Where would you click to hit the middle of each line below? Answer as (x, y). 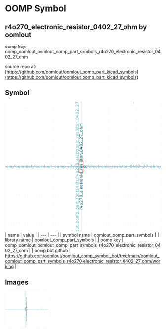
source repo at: (21, 67)
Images (17, 282)
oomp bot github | (52, 251)
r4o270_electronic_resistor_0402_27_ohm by (76, 27)
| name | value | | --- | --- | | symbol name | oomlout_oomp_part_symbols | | (82, 235)
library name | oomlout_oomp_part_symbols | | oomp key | (64, 240)
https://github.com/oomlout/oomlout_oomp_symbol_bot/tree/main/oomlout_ (82, 256)
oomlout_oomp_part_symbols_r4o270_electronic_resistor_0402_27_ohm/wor (83, 261)
